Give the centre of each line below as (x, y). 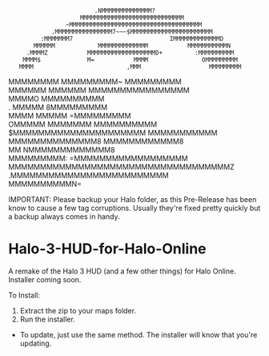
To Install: (24, 295)
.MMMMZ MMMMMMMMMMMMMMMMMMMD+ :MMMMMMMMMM (130, 53)
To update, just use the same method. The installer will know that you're (139, 334)
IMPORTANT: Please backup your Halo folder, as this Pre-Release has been (132, 199)
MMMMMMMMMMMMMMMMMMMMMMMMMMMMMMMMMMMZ (121, 167)
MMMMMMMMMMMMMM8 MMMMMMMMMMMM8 (96, 141)
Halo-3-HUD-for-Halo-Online (107, 249)
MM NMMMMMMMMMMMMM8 (62, 150)
